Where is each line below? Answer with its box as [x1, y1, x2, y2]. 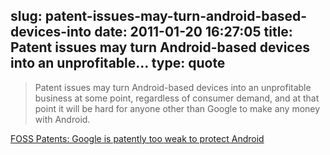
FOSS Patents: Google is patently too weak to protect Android [10, 132, 265, 144]
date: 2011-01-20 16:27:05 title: [94, 24, 293, 41]
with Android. [34, 113, 91, 125]
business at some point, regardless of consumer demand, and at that [34, 92, 320, 104]
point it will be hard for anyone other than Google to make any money [34, 102, 321, 114]
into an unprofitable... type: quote [10, 55, 226, 72]
